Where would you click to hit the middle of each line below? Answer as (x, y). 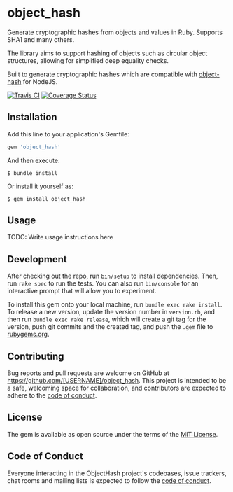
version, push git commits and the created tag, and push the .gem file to (110, 327)
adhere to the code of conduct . (52, 395)
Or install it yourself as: (40, 186)
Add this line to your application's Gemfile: (68, 134)
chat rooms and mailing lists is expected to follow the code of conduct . (109, 480)
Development (37, 259)
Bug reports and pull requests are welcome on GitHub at (89, 373)
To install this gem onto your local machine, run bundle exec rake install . (115, 304)
